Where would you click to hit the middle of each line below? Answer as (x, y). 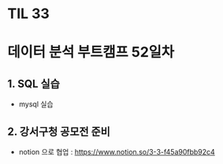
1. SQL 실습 (33, 84)
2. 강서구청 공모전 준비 (59, 131)
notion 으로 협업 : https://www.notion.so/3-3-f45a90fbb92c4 (117, 152)
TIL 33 (29, 14)
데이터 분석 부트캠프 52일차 (91, 52)
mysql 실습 (36, 104)
